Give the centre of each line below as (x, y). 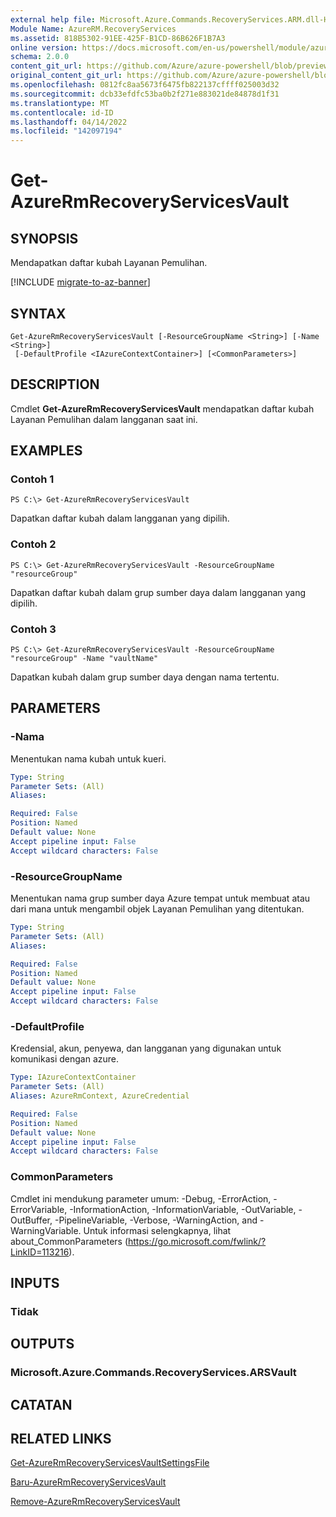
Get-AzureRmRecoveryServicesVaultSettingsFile (110, 1463)
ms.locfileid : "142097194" (66, 131)
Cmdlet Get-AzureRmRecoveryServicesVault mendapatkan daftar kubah (162, 408)
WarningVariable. (46, 1230)
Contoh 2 (33, 544)
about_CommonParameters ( (69, 1241)
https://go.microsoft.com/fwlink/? (197, 1241)
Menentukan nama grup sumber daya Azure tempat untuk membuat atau (160, 898)
